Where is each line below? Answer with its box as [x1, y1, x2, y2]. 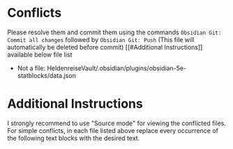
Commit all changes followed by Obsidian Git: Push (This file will [7, 35, 195, 43]
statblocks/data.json [17, 71, 77, 80]
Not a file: [17, 64, 46, 72]
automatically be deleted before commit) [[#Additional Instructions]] [7, 43, 203, 51]
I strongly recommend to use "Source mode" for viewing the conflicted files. [7, 119, 227, 127]
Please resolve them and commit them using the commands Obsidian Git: [7, 28, 222, 36]
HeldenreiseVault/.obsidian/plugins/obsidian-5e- [47, 64, 187, 72]
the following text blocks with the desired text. [7, 134, 140, 142]
